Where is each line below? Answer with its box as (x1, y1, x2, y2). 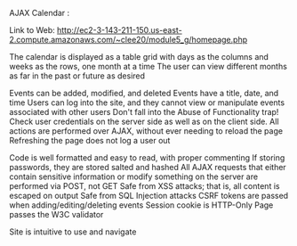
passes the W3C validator (9, 209, 104, 219)
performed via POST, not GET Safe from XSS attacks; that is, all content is (9, 181, 280, 191)
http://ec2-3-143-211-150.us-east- (56, 25, 182, 35)
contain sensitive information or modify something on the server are (9, 171, 259, 182)
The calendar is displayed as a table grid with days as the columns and (9, 52, 269, 61)
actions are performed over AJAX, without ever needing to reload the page (9, 126, 283, 136)
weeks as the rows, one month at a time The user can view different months (9, 61, 287, 71)
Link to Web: (9, 25, 55, 35)
